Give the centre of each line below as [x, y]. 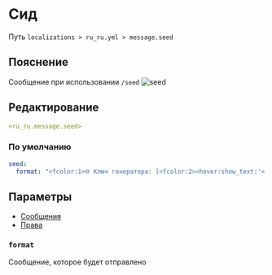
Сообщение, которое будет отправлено [77, 262]
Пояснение [39, 62]
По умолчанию [40, 147]
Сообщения [41, 216]
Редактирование [54, 108]
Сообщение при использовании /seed [74, 81]
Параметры [40, 196]
